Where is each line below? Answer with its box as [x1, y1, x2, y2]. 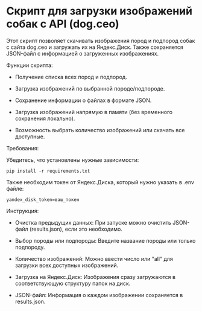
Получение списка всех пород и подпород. [14, 73, 128, 80]
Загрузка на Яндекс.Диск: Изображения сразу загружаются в [14, 273, 176, 280]
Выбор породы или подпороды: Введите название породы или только [14, 237, 196, 244]
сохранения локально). [14, 115, 75, 122]
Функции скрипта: [6, 62, 53, 69]
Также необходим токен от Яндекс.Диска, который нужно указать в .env [6, 178, 195, 185]
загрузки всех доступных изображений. [14, 261, 119, 269]
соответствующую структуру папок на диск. [14, 280, 131, 287]
